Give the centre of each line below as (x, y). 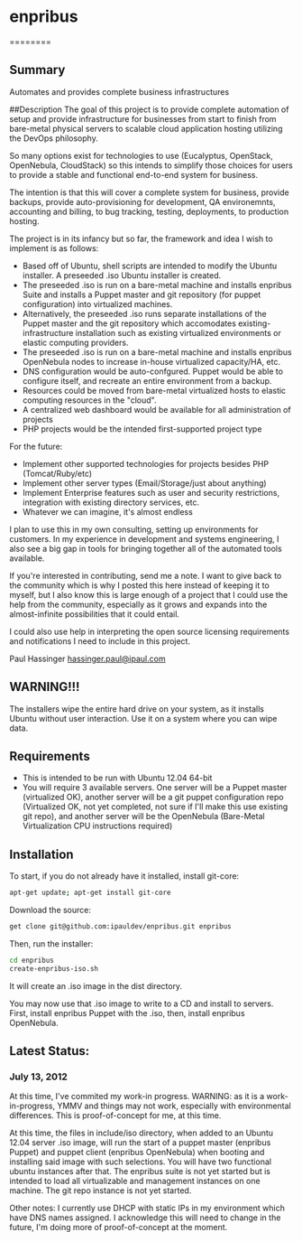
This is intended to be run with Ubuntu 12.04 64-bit (117, 778)
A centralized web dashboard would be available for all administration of (156, 409)
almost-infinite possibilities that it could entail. (95, 614)
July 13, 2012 (38, 1077)
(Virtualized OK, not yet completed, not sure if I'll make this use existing (155, 807)
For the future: (36, 446)
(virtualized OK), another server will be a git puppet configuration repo (153, 798)
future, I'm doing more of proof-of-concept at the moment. (119, 1227)
